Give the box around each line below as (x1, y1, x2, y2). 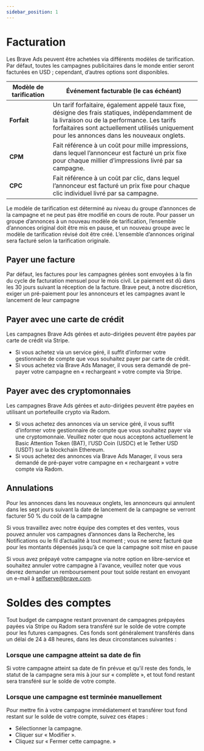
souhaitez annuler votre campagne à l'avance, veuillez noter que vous (6, 562, 182, 569)
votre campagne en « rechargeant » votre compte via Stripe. (31, 368, 182, 375)
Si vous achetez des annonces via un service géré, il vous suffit (15, 420, 175, 427)
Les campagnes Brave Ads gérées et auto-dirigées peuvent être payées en (6, 402, 194, 409)
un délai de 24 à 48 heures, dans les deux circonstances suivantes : (6, 635, 177, 643)
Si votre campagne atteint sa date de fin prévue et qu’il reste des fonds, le (6, 665, 191, 672)
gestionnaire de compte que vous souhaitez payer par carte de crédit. (15, 355, 190, 362)
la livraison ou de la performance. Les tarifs (52, 116, 176, 124)
